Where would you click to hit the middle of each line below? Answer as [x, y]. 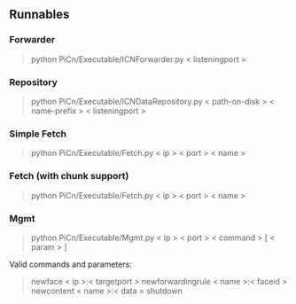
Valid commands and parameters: [71, 264]
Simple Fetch [38, 134]
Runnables [39, 15]
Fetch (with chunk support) [69, 176]
